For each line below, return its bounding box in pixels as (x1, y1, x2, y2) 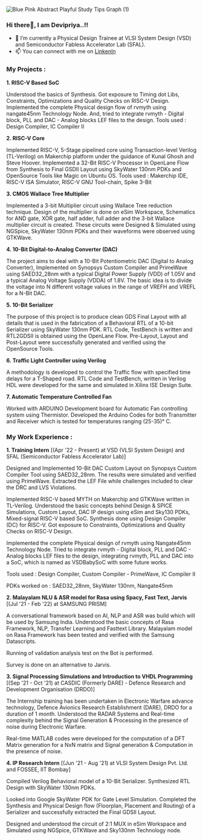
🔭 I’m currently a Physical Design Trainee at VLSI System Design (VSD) (14, 34, 192, 42)
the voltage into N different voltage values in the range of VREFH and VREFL (6, 283, 196, 290)
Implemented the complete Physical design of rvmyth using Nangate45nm (6, 539, 192, 547)
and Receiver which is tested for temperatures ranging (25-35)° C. (6, 417, 172, 425)
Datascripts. (6, 637, 37, 645)
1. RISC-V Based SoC (6, 79, 59, 86)
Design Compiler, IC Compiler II (6, 123, 85, 130)
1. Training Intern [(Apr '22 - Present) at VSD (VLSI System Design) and (6, 446, 185, 454)
